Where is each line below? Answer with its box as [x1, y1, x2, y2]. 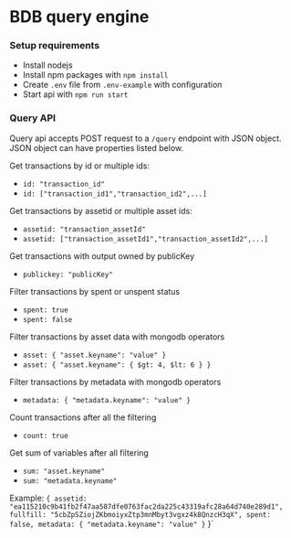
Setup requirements [9, 39, 100, 52]
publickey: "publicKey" [22, 270, 114, 279]
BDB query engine [9, 6, 150, 27]
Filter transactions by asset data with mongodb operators [9, 331, 225, 342]
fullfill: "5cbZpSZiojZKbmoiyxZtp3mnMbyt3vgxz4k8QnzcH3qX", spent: [9, 510, 272, 519]
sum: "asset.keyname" [22, 467, 105, 476]
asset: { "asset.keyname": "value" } [22, 350, 167, 360]
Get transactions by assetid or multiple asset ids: [9, 205, 193, 216]
